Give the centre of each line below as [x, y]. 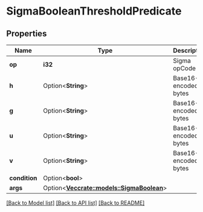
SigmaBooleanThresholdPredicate [94, 11]
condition [23, 178]
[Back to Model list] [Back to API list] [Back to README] [76, 203]
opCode [185, 68]
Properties [27, 34]
